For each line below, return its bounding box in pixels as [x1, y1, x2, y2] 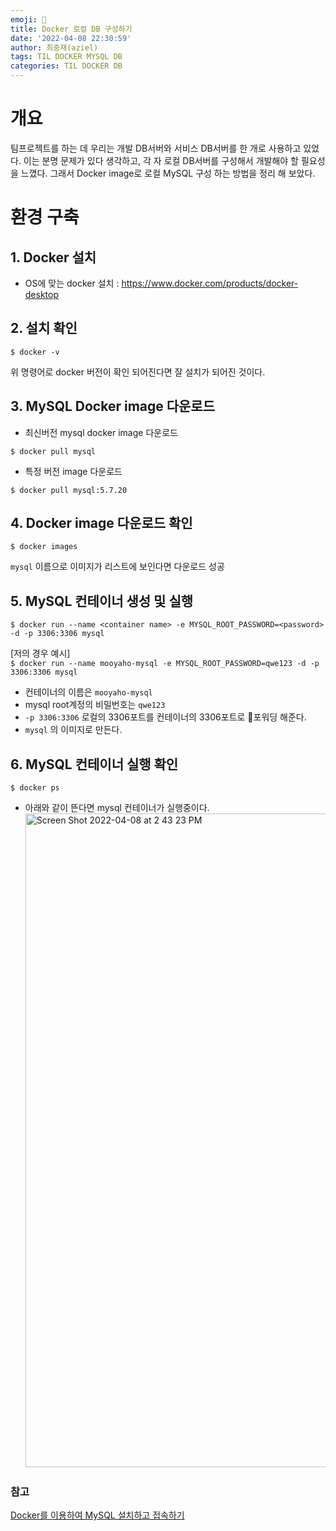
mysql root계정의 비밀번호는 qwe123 [24, 699, 166, 711]
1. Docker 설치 [10, 249, 97, 266]
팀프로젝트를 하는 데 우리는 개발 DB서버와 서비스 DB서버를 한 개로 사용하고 [10, 142, 302, 154]
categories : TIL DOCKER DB [10, 61, 123, 71]
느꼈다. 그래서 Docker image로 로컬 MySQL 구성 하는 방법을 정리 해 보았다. [20, 167, 316, 179]
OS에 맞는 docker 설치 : [24, 277, 120, 289]
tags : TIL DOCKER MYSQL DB [10, 52, 123, 62]
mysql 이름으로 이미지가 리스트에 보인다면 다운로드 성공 [10, 561, 225, 573]
